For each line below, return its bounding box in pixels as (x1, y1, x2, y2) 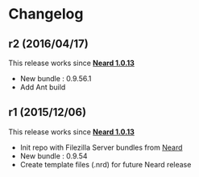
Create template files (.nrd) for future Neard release (19, 159, 192, 169)
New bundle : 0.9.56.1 (19, 74, 92, 83)
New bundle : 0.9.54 (19, 150, 88, 161)
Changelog (8, 5, 84, 23)
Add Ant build (19, 82, 66, 92)
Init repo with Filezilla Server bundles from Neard (19, 142, 183, 152)
